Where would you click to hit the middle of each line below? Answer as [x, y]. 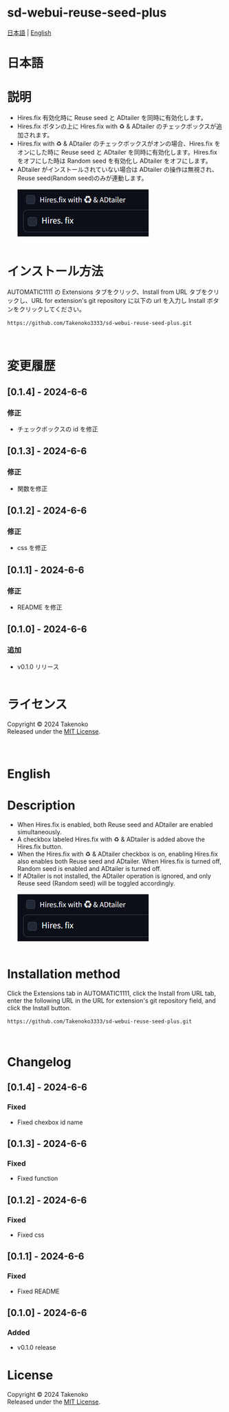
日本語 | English [29, 32]
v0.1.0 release [36, 1348]
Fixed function [37, 1179]
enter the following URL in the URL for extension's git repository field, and [111, 1000]
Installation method [64, 974]
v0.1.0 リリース [38, 667]
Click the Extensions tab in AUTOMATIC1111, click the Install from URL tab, [112, 993]
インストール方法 [55, 272]
